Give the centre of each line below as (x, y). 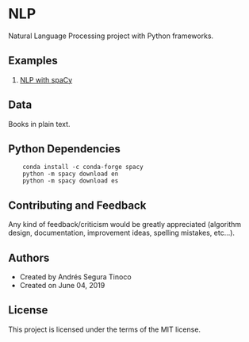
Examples (33, 61)
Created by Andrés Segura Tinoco (76, 277)
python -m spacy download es (71, 181)
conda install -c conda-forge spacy (83, 167)
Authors (29, 257)
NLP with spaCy (46, 79)
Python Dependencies (64, 149)
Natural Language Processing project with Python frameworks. (111, 36)
